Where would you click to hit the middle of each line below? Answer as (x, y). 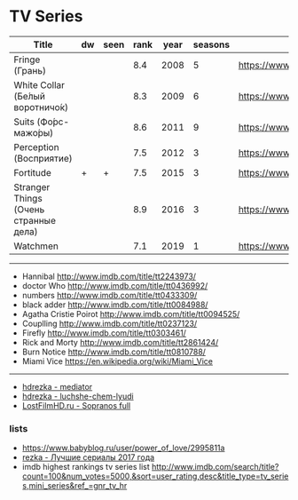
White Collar (39, 84)
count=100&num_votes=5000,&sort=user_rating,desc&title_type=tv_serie (155, 476)
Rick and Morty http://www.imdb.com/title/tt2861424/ (120, 342)
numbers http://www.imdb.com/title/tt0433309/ (110, 295)
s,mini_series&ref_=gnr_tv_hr (74, 486)
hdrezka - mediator (57, 386)
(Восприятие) (43, 158)
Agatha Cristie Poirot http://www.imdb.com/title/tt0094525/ (131, 313)
